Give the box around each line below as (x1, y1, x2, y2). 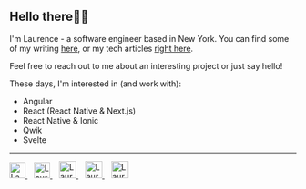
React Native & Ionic (22, 114, 99, 125)
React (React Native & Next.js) (22, 105, 137, 116)
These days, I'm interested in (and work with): (9, 78, 182, 89)
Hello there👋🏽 (9, 9, 89, 25)
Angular (22, 95, 53, 106)
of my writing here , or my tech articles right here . (9, 43, 194, 54)
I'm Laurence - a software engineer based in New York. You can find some (9, 33, 290, 44)
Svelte (22, 134, 47, 145)
